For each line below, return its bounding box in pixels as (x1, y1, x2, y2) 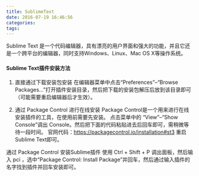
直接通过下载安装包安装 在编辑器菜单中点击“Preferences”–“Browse (14, 78, 178, 86)
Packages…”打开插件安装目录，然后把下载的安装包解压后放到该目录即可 (14, 86, 191, 93)
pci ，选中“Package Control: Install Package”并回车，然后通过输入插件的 (12, 156, 190, 164)
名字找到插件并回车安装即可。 (6, 164, 79, 171)
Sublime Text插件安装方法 (6, 64, 71, 71)
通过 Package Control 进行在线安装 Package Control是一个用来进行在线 (14, 106, 189, 114)
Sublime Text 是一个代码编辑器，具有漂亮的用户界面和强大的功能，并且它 (6, 42, 185, 49)
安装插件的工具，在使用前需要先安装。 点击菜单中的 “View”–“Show (14, 114, 178, 121)
